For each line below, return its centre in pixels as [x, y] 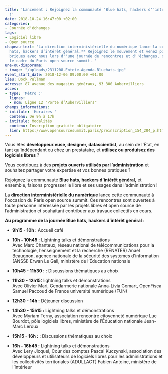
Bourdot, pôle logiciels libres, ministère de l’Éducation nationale [78, 321]
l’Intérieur [22, 367]
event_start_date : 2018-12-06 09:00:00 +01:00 [54, 75]
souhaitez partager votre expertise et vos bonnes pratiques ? [68, 170]
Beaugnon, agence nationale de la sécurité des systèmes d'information [85, 256]
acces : [12, 89]
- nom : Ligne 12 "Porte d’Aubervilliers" [53, 103]
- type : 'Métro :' [24, 93]
